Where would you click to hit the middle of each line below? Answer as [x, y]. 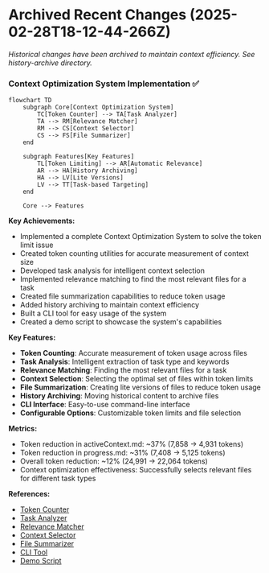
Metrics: [23, 429]
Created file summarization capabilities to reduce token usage [122, 296]
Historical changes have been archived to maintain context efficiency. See [132, 54]
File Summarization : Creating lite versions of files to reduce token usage [140, 387]
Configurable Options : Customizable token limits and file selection [130, 413]
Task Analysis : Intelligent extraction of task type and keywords [124, 362]
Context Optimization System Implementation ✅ [104, 84]
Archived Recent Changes [98, 15]
